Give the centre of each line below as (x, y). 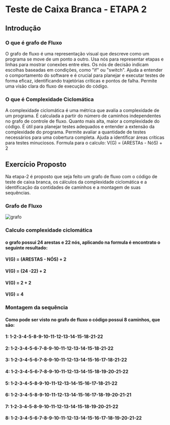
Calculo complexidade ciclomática (49, 230)
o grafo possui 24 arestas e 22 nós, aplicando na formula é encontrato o (83, 242)
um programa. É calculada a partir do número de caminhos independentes (83, 116)
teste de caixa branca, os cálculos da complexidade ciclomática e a (76, 182)
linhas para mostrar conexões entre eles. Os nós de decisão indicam (77, 64)
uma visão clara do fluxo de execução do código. (57, 86)
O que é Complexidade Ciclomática (50, 99)
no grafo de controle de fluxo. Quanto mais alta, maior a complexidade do (82, 121)
